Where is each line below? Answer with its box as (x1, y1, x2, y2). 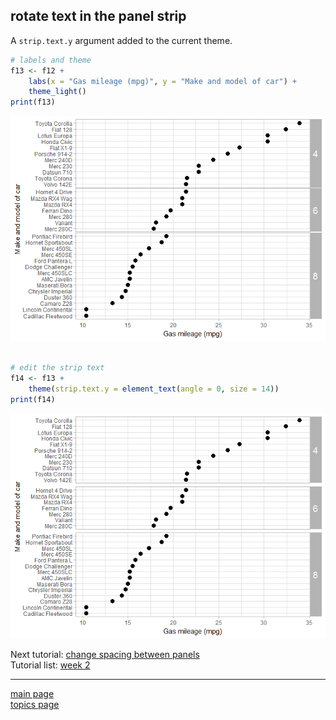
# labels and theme (10, 55, 92, 65)
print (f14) (10, 394, 56, 404)
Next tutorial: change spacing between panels (10, 648, 200, 660)
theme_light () (28, 87, 87, 97)
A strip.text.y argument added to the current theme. (10, 34, 233, 46)
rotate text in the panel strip (10, 8, 187, 25)
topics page (10, 698, 60, 710)
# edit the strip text (10, 363, 105, 373)
